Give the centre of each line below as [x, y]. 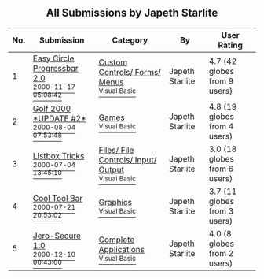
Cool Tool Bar [58, 198]
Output [111, 169]
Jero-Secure [57, 236]
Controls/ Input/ [128, 159]
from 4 [221, 126]
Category [130, 40]
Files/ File [116, 150]
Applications [122, 249]
